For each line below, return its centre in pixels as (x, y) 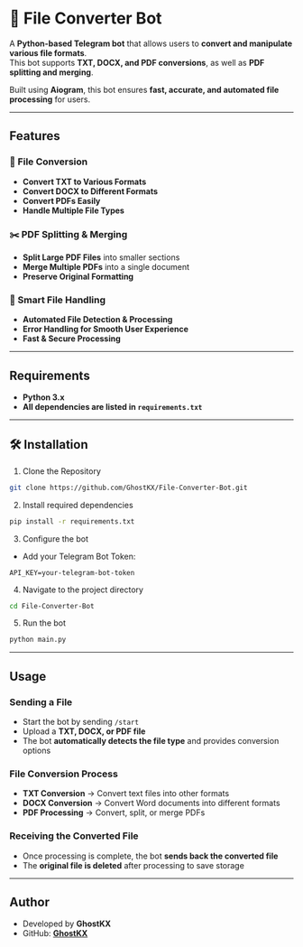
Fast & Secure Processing (72, 339)
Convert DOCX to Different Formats (90, 191)
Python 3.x (43, 397)
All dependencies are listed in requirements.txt (112, 407)
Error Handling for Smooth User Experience (106, 330)
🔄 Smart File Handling (58, 300)
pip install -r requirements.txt (72, 521)
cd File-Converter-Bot (52, 606)
